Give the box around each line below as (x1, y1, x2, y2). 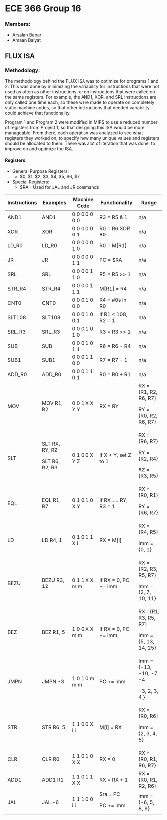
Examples (42, 199, 67, 206)
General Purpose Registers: (12, 168, 69, 174)
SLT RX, (42, 440, 60, 447)
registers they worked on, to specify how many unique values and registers (5, 135, 160, 141)
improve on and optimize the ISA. (5, 146, 73, 152)
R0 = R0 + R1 (99, 371, 131, 378)
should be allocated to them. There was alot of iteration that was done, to (5, 140, 155, 147)
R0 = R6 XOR (99, 225, 130, 232)
